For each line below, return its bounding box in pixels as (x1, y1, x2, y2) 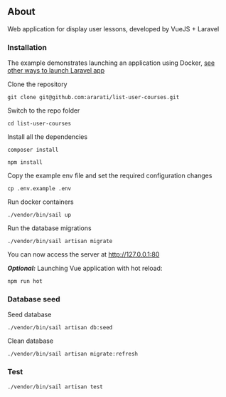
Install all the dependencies (7, 133, 87, 141)
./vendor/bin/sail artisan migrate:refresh (7, 351, 139, 358)
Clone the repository (7, 80, 68, 88)
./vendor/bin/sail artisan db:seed (7, 324, 113, 331)
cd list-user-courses (7, 120, 72, 128)
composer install (7, 146, 59, 154)
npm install (7, 159, 43, 166)
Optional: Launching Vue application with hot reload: (7, 264, 163, 273)
